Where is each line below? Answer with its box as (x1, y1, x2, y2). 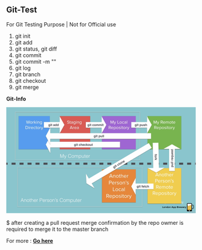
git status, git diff (14, 45, 57, 52)
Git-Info (6, 95, 26, 102)
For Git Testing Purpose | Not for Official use (6, 20, 116, 28)
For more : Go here (6, 237, 54, 245)
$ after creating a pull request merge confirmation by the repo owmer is (6, 219, 184, 227)
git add (14, 38, 33, 46)
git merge (14, 84, 39, 91)
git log (14, 64, 31, 72)
